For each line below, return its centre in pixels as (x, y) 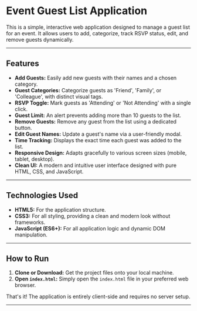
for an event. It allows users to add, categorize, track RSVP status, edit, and (97, 33)
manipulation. (31, 235)
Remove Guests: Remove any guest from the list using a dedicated (96, 121)
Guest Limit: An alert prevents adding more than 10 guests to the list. (98, 115)
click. (21, 109)
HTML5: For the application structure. (60, 209)
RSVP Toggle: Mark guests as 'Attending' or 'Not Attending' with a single (103, 103)
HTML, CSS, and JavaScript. (49, 171)
